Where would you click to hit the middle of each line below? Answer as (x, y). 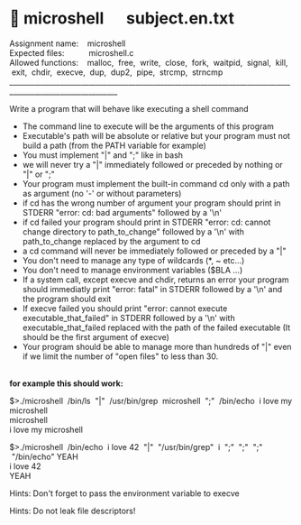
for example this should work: (66, 383)
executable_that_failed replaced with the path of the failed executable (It (156, 327)
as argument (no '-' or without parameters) (102, 193)
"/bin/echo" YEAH (45, 456)
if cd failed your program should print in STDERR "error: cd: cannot (146, 222)
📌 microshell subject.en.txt (122, 18)
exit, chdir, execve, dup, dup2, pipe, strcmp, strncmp (117, 72)
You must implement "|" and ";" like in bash (102, 155)
